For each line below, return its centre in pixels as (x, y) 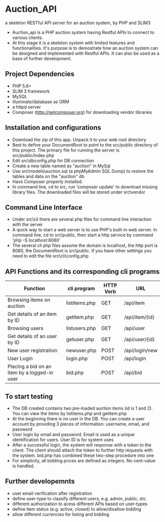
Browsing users (26, 328)
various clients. (27, 37)
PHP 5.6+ (22, 86)
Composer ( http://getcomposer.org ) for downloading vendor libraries (82, 112)
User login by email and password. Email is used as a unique (73, 434)
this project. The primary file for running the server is (66, 150)
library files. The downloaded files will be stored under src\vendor (79, 192)
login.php (77, 359)
